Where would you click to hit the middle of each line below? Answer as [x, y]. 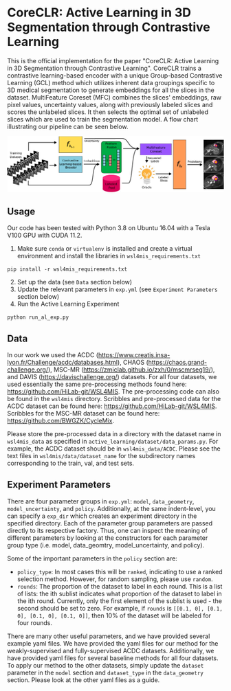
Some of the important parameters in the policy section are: [92, 558]
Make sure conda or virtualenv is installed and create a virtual [104, 249]
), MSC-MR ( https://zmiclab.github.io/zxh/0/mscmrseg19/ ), [131, 370]
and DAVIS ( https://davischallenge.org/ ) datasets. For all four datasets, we [112, 376]
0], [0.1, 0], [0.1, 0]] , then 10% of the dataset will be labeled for [114, 615]
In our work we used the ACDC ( [53, 354]
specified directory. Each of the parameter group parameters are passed [110, 523]
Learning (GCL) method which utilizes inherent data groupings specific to [111, 82]
